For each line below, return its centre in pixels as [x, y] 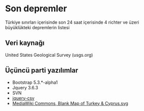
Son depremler [36, 9]
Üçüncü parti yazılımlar [42, 70]
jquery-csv [23, 98]
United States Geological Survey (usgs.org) [49, 55]
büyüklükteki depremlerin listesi [37, 27]
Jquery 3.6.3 [25, 87]
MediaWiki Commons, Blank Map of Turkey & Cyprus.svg [70, 103]
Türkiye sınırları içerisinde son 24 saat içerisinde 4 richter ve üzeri [72, 22]
